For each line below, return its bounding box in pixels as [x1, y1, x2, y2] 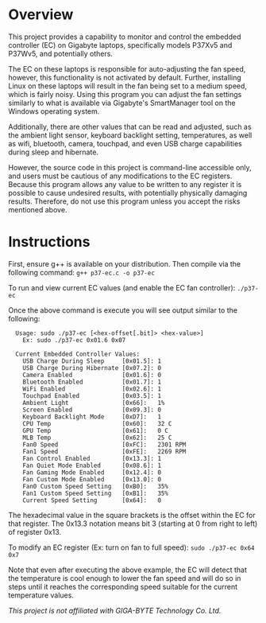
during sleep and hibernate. [8, 147, 99, 157]
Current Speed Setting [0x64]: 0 [22, 496, 161, 504]
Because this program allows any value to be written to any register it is [8, 179, 242, 189]
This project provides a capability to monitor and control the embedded [8, 32, 241, 41]
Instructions [8, 233, 91, 251]
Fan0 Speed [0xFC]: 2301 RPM [22, 440, 187, 449]
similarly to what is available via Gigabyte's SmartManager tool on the [8, 98, 236, 107]
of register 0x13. [8, 527, 62, 536]
